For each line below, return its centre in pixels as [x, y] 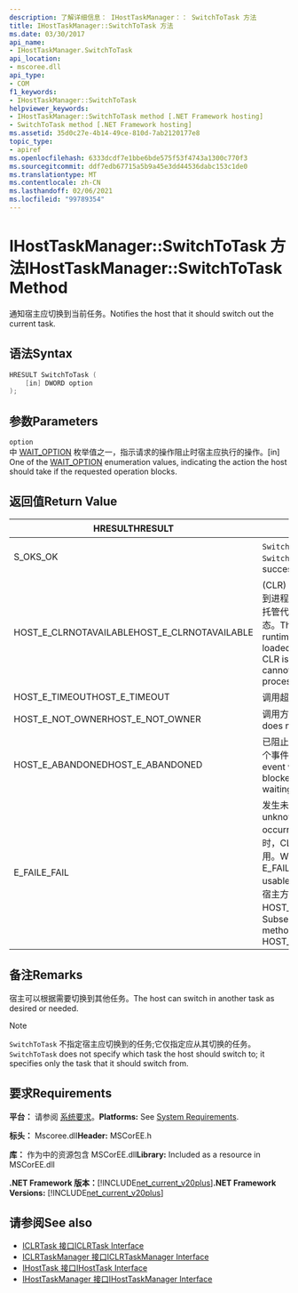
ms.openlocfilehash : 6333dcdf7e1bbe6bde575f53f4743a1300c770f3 [129, 158]
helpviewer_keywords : [49, 108]
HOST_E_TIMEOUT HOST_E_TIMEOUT [92, 696]
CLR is [275, 659]
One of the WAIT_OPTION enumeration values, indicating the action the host [148, 462]
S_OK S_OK [36, 557]
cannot [277, 670]
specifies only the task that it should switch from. [99, 1063]
